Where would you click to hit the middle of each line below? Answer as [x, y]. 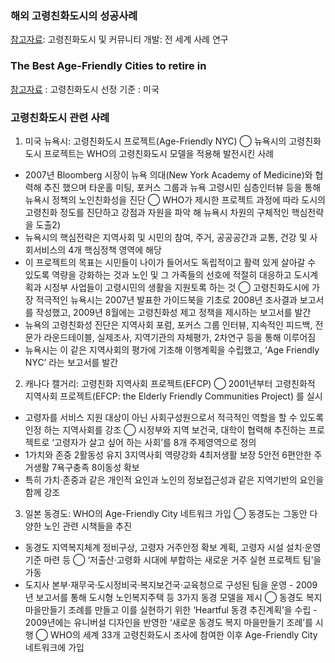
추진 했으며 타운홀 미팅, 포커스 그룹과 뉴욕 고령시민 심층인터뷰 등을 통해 [182, 187]
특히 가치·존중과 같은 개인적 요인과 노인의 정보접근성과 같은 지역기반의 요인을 [174, 479]
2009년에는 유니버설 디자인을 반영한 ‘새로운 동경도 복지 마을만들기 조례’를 [168, 622]
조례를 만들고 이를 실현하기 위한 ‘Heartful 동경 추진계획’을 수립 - [193, 609]
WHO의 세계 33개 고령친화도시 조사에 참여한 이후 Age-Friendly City [184, 634]
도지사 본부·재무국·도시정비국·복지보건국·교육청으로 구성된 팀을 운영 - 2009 [171, 584]
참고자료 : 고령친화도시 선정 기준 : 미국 [85, 89]
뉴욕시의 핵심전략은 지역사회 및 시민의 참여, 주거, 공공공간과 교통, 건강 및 [166, 237]
